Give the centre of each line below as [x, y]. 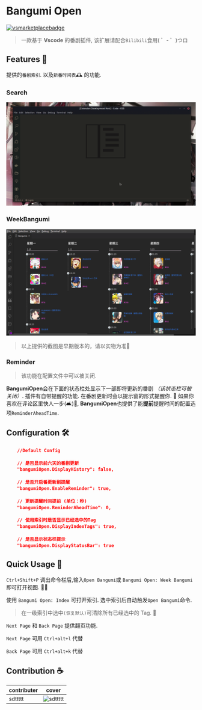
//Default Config [39, 450]
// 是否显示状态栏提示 [41, 539]
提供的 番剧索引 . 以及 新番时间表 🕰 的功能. [54, 75]
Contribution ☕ [35, 671]
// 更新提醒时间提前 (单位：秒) [52, 501]
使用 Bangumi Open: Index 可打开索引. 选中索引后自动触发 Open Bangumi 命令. [99, 600]
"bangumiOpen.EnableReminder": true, [64, 489]
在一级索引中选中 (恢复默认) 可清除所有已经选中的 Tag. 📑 [89, 613]
